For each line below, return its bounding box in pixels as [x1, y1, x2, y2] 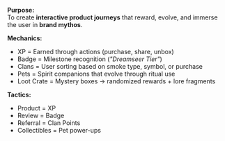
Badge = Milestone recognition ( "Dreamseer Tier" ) [17, 55, 162, 63]
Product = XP [17, 104, 56, 112]
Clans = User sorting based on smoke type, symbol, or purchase [17, 63, 203, 70]
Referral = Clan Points [17, 119, 81, 127]
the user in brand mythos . [7, 21, 83, 28]
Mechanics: [7, 34, 42, 42]
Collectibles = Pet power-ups [17, 126, 102, 134]
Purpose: [7, 6, 35, 14]
